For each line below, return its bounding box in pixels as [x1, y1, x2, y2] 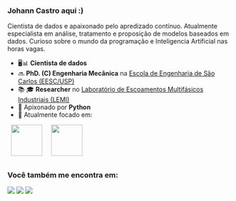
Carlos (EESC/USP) [17, 77, 75, 86]
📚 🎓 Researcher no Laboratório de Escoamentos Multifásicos [17, 85, 204, 94]
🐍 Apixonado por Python [17, 103, 91, 112]
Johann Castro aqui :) [7, 6, 84, 16]
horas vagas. [7, 45, 46, 53]
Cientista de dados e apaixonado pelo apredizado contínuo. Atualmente [7, 22, 217, 31]
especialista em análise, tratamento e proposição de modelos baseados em [7, 29, 230, 38]
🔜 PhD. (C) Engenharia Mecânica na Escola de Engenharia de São [17, 69, 215, 78]
